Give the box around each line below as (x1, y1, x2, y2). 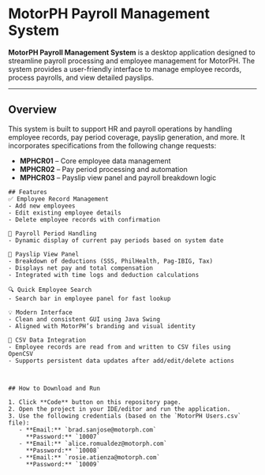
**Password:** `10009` (25, 460, 101, 468)
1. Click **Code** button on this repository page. (8, 398, 181, 406)
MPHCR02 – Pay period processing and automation (19, 164, 188, 174)
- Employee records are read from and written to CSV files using (8, 342, 231, 351)
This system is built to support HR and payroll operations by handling (8, 124, 233, 133)
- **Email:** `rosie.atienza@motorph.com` (18, 453, 160, 462)
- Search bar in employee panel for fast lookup (8, 294, 171, 302)
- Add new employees (8, 202, 77, 210)
